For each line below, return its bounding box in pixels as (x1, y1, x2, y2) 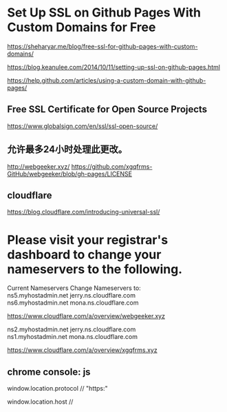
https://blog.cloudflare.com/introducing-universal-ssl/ (7, 208, 160, 216)
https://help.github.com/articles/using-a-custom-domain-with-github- (7, 76, 206, 84)
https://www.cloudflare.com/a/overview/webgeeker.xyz (7, 312, 165, 320)
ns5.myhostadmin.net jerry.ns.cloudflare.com (7, 291, 136, 300)
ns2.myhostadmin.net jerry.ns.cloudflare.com (7, 325, 136, 333)
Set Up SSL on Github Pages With (7, 5, 202, 21)
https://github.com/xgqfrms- (71, 162, 153, 170)
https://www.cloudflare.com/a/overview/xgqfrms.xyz (7, 346, 158, 354)
